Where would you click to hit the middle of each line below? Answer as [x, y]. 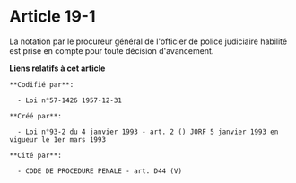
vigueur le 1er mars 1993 [57, 139]
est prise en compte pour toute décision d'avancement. [112, 50]
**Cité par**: [36, 155]
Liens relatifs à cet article [57, 68]
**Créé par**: [36, 116]
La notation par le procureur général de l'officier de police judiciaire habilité [148, 41]
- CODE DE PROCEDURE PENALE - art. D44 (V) [100, 171]
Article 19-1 [52, 17]
